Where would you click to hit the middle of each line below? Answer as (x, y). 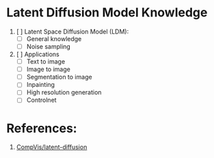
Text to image (46, 62)
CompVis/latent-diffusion (52, 147)
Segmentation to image (59, 77)
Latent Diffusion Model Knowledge (107, 13)
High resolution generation (64, 92)
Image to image (49, 69)
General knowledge (54, 38)
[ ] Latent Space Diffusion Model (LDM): (72, 31)
